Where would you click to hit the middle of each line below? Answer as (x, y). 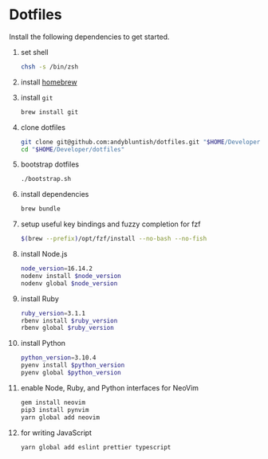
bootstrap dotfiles (49, 164)
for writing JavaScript (56, 433)
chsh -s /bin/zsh (49, 67)
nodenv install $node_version (71, 276)
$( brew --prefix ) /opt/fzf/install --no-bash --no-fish (114, 239)
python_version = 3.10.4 (58, 358)
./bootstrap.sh (46, 179)
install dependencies (55, 194)
